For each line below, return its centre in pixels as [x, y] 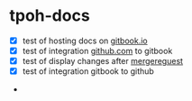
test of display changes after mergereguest [102, 61]
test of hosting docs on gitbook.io [85, 41]
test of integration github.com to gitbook [97, 51]
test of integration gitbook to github [88, 71]
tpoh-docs [50, 16]
